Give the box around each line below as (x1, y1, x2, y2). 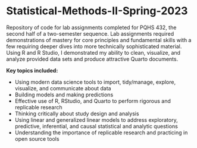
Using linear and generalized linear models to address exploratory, (14, 116, 178, 123)
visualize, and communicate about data (14, 84, 111, 92)
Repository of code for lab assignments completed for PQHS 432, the (6, 24, 177, 31)
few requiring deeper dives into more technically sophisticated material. (6, 43, 182, 50)
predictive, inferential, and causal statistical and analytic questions (14, 122, 179, 130)
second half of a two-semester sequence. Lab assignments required (6, 30, 174, 37)
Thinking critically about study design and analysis (14, 110, 139, 117)
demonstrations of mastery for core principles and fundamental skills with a (6, 36, 192, 43)
